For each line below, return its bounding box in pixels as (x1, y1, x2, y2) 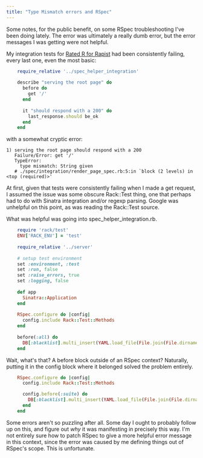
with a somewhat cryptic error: (6, 136, 83, 143)
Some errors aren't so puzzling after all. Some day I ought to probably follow (6, 419, 196, 426)
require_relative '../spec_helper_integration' (17, 68, 139, 75)
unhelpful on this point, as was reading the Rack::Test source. (6, 204, 160, 211)
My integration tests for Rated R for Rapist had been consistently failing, (6, 50, 185, 58)
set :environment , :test (17, 261, 80, 267)
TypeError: (14, 158, 42, 164)
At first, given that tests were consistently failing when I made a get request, (6, 184, 196, 191)
